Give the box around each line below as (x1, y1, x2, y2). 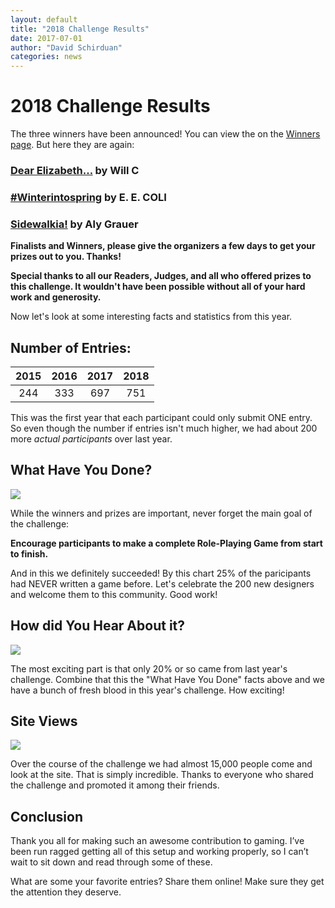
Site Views (10, 713, 78, 730)
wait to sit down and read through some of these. (10, 856, 213, 868)
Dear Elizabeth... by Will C (10, 163, 140, 177)
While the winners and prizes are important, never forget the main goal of (10, 507, 313, 519)
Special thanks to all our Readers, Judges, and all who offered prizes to (10, 270, 312, 282)
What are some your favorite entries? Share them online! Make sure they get (10, 876, 325, 888)
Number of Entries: (10, 339, 132, 356)
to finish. (10, 547, 49, 560)
